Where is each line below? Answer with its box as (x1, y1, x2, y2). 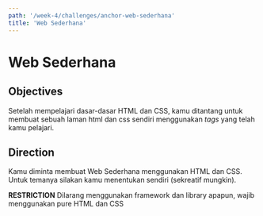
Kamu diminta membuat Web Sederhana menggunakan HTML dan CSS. (8, 167, 243, 176)
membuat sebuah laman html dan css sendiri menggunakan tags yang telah (8, 114, 255, 124)
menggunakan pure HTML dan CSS (8, 199, 124, 209)
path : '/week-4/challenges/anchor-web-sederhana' (8, 11, 176, 20)
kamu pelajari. (8, 122, 55, 132)
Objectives (8, 85, 63, 98)
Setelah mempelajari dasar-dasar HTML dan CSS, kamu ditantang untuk (8, 106, 243, 115)
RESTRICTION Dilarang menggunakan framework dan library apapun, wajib (8, 191, 255, 200)
